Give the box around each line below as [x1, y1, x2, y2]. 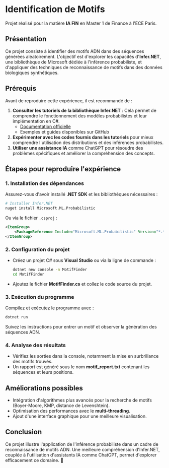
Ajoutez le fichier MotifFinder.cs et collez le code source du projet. [12, 281, 152, 287]
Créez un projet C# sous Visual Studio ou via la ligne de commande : [12, 257, 156, 263]
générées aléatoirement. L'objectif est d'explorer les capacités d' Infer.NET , [5, 53, 161, 59]
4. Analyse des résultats [5, 342, 66, 349]
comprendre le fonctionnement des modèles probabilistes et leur [12, 112, 147, 119]
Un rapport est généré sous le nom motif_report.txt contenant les [12, 364, 150, 370]
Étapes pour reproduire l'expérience [5, 165, 121, 173]
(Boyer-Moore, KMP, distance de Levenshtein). [12, 402, 110, 409]
